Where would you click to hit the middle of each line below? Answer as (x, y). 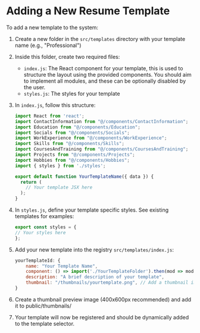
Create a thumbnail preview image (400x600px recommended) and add (103, 299)
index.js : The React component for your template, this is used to (103, 68)
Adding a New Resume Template (88, 11)
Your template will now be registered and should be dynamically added (102, 317)
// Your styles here (40, 233)
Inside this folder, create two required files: (67, 56)
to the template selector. (45, 323)
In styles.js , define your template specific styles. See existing (92, 210)
